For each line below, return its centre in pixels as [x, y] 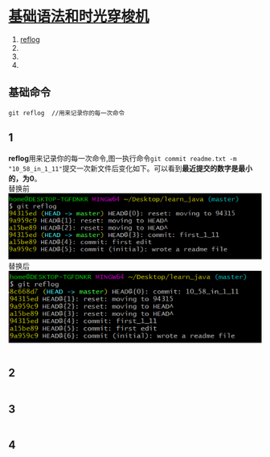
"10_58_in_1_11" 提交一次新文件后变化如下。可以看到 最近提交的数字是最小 [131, 168]
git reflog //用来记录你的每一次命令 [67, 113]
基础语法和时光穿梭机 [79, 17]
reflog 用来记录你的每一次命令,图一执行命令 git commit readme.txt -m [123, 158]
